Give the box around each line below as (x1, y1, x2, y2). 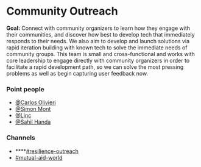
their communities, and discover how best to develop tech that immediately (6, 30, 195, 38)
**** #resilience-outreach (15, 147, 79, 155)
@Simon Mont (15, 105, 51, 113)
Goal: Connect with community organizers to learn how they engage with (6, 24, 191, 32)
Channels (6, 133, 35, 142)
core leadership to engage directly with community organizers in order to (6, 57, 190, 64)
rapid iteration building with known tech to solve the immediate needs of (6, 44, 188, 51)
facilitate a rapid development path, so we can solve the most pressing (6, 63, 184, 71)
